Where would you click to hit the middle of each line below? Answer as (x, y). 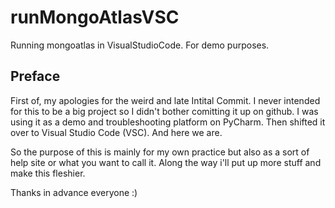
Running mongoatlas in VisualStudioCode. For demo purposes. (140, 45)
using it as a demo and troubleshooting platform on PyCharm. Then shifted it (168, 122)
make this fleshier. (48, 173)
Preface (35, 76)
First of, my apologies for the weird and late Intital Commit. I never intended (165, 100)
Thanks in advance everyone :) (74, 192)
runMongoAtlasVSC (95, 17)
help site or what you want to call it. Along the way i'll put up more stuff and (166, 162)
